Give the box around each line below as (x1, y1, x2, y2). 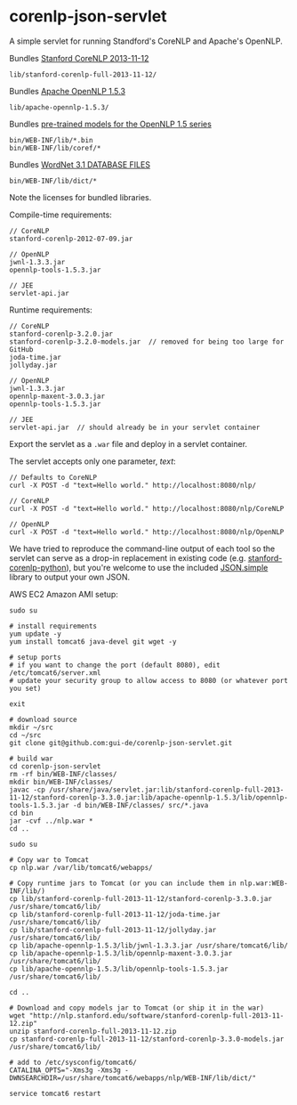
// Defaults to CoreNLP (9, 473, 98, 482)
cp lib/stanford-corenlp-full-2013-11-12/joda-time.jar (9, 910, 221, 919)
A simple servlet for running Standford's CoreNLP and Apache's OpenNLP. (9, 36, 283, 46)
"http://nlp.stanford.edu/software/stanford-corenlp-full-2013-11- (28, 1011, 285, 1020)
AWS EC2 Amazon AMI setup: (9, 589, 118, 599)
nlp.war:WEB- (239, 879, 289, 888)
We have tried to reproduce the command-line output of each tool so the (9, 543, 276, 554)
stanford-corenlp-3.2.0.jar (9, 329, 114, 338)
